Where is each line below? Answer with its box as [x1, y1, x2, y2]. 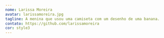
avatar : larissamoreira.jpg [5, 12, 64, 17]
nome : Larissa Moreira [5, 7, 52, 12]
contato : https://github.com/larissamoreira [5, 21, 99, 26]
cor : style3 [5, 26, 30, 31]
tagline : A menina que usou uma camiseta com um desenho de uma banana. [5, 16, 160, 21]
